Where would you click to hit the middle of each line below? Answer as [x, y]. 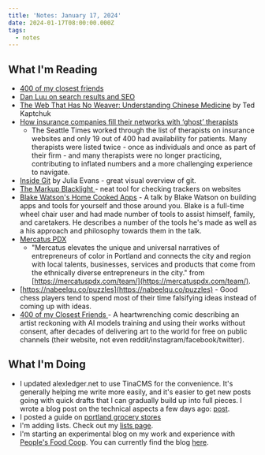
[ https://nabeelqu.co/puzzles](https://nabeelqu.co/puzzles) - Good [129, 289]
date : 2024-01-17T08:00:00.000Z [61, 23]
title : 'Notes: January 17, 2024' [65, 15]
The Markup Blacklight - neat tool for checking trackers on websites [130, 189]
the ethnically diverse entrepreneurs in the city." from [118, 273]
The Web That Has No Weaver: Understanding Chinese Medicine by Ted [137, 105]
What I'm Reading [53, 69]
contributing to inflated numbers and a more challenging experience [142, 164]
